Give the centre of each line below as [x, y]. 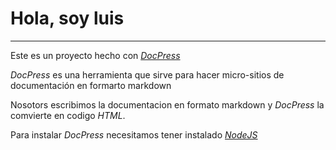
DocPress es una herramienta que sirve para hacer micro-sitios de [147, 74]
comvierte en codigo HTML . [68, 115]
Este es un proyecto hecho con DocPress [95, 55]
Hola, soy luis [67, 18]
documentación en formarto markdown [91, 85]
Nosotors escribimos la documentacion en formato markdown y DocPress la [167, 104]
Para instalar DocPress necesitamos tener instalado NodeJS [134, 134]
